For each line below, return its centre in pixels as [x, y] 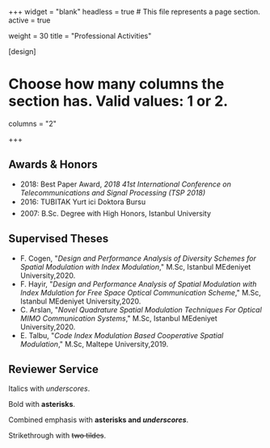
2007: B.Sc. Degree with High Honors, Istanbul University [116, 213]
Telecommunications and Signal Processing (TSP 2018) [113, 192]
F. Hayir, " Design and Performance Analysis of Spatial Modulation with [138, 284]
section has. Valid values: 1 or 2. [118, 101]
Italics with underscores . [49, 389]
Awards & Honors [53, 165]
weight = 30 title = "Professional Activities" [80, 36]
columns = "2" [32, 124]
